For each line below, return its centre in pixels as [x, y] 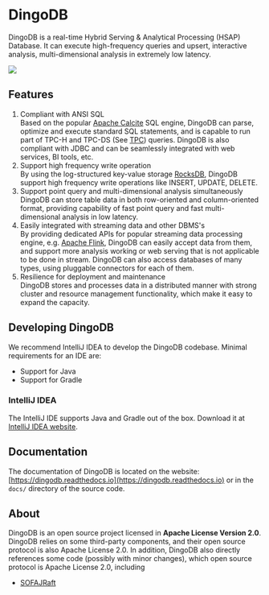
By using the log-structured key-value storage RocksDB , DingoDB [129, 174]
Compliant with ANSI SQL [62, 114]
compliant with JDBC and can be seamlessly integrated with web [127, 148]
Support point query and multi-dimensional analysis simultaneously [131, 191]
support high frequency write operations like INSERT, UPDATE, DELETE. [139, 182]
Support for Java [48, 371]
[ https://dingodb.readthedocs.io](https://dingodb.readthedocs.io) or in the [131, 480]
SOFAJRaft [38, 583]
